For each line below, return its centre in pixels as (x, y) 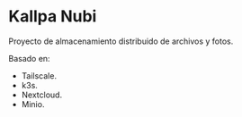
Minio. (33, 104)
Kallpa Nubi (53, 17)
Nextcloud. (42, 95)
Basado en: (29, 58)
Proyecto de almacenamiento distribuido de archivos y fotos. (121, 41)
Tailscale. (39, 75)
